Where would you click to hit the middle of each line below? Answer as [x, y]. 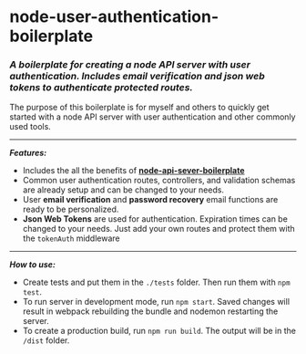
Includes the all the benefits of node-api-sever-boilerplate [133, 171]
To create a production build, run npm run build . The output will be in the [159, 331]
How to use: [33, 265]
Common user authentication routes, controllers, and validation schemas [159, 181]
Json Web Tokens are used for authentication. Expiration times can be [155, 219]
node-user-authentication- [114, 17]
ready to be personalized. [71, 209]
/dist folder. [46, 340]
